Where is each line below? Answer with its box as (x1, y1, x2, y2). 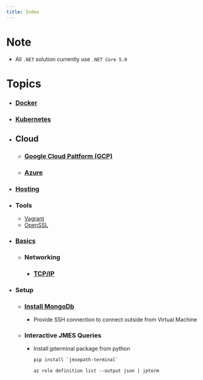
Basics (15, 236, 36, 245)
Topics (6, 77, 41, 90)
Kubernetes (15, 115, 51, 123)
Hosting (15, 184, 40, 193)
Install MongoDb (24, 302, 74, 310)
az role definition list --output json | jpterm (33, 368, 160, 374)
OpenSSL (24, 221, 49, 229)
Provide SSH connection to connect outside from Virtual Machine (33, 316, 198, 323)
